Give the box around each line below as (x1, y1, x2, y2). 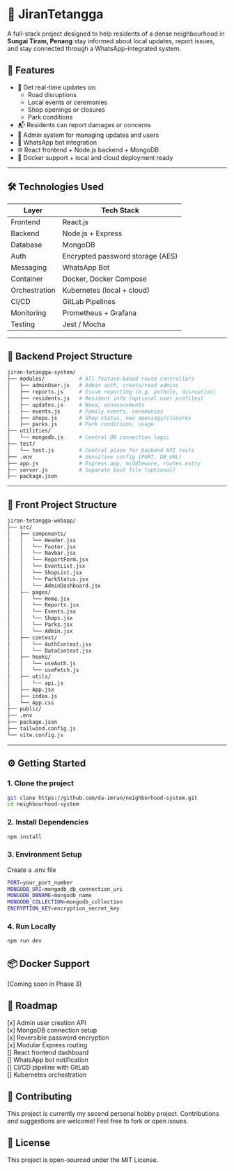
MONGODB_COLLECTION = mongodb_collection (7, 899, 123, 905)
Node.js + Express (62, 228, 123, 238)
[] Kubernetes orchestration (7, 1070, 87, 1079)
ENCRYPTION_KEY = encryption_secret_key (7, 905, 120, 912)
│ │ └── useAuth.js (7, 660, 77, 667)
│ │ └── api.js (7, 679, 64, 687)
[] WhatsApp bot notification (7, 1055, 88, 1064)
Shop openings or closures (27, 105, 106, 114)
